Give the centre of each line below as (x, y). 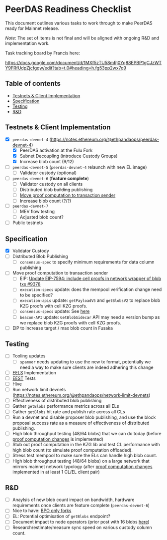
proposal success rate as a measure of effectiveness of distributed (81, 423)
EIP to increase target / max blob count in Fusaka (63, 328)
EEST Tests (24, 378)
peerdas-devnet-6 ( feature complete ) (51, 178)
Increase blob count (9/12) (47, 161)
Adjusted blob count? (42, 217)
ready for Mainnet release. (32, 28)
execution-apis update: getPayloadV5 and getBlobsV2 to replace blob (90, 300)
